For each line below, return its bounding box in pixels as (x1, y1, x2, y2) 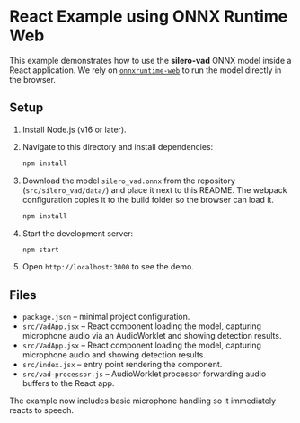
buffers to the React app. (22, 378, 115, 389)
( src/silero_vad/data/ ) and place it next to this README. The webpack (22, 184, 287, 195)
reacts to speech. (9, 405, 75, 416)
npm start (22, 245, 60, 254)
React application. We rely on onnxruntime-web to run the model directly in (9, 65, 282, 75)
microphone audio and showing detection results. (22, 349, 207, 360)
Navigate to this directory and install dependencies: (22, 141, 214, 152)
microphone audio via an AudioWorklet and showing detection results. (22, 330, 282, 341)
